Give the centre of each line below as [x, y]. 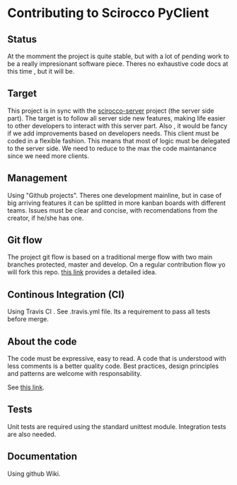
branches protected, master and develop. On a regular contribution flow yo [116, 264]
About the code [42, 341]
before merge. [28, 319]
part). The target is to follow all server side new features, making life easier [116, 118]
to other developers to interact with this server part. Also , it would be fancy [117, 126]
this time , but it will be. [41, 71]
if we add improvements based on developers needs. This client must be [113, 133]
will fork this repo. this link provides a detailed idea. [82, 272]
